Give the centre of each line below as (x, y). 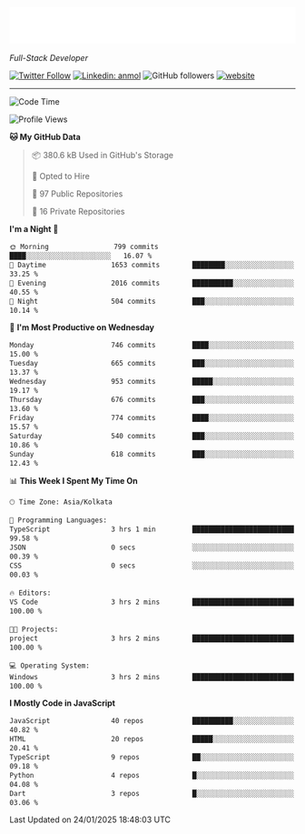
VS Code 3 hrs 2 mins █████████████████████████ (152, 602)
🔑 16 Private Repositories (78, 211)
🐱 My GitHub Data (45, 137)
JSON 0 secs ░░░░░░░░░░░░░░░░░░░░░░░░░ (152, 548)
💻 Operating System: (50, 666)
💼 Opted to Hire (61, 176)
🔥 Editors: (30, 593)
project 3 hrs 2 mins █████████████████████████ (152, 638)
